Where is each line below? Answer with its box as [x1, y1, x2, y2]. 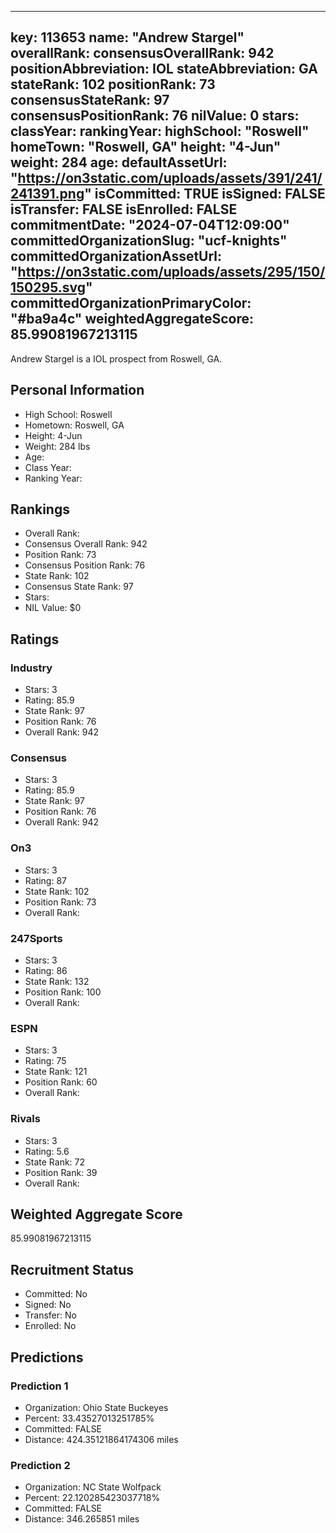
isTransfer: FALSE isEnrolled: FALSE [10, 201, 238, 218]
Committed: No [24, 1288, 88, 1300]
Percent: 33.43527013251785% [24, 1412, 155, 1424]
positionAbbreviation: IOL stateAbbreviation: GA [10, 61, 318, 78]
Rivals [10, 1112, 41, 1126]
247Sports [10, 931, 63, 945]
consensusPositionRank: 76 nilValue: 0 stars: [10, 107, 300, 125]
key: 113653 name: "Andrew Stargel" [10, 29, 245, 46]
